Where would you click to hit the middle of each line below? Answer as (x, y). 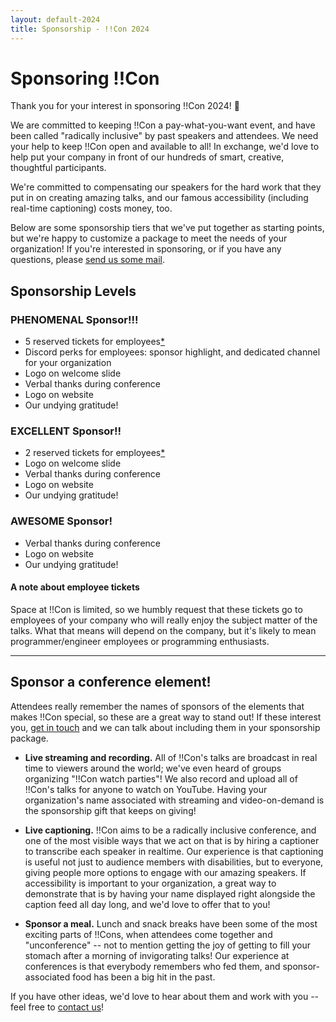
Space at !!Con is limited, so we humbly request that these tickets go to (156, 609)
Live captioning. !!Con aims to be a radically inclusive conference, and (170, 830)
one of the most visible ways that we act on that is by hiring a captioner (172, 840)
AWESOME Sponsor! (61, 521)
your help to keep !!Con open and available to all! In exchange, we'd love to (165, 147)
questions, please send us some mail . (88, 260)
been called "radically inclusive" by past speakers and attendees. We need (164, 136)
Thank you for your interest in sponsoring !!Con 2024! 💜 (125, 106)
